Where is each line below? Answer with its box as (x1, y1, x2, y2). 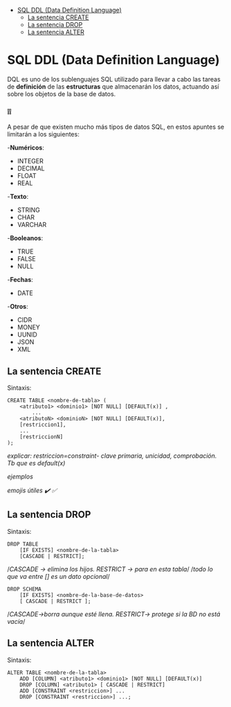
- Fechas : (7, 276, 33, 284)
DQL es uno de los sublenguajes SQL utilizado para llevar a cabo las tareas (7, 75, 221, 83)
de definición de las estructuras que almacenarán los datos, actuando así (7, 82, 219, 91)
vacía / (7, 617, 26, 625)
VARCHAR (17, 221, 47, 229)
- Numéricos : (7, 143, 45, 152)
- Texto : (7, 193, 29, 201)
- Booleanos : (7, 234, 44, 242)
